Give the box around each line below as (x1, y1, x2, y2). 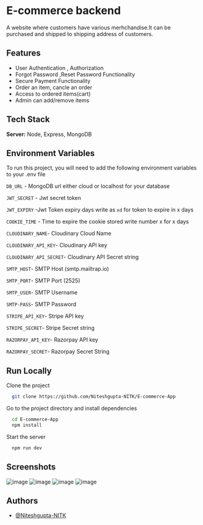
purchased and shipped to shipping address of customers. (6, 30, 154, 37)
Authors (6, 495, 38, 506)
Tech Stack (6, 114, 50, 125)
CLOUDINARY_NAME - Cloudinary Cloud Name (6, 230, 112, 237)
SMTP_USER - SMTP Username (6, 289, 78, 296)
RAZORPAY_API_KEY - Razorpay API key (6, 336, 99, 343)
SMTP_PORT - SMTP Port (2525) (6, 277, 80, 284)
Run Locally (6, 365, 52, 376)
